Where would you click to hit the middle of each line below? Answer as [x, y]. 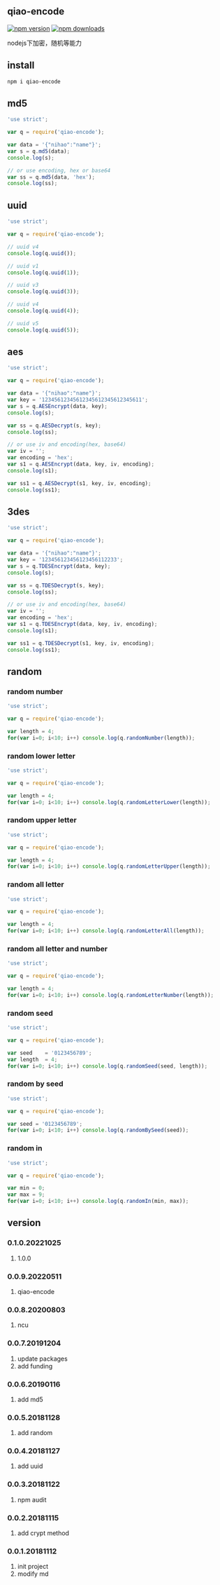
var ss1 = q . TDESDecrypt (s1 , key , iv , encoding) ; [81, 643]
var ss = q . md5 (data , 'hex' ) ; [51, 177]
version [24, 1223]
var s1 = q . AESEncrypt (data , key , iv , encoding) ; [81, 464]
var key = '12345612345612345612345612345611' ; [78, 400]
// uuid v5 [23, 323]
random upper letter [42, 820]
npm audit [32, 1499]
